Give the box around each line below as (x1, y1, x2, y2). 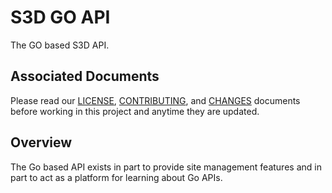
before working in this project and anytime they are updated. (10, 105, 260, 117)
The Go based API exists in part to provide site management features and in (10, 161, 322, 173)
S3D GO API (10, 6, 111, 29)
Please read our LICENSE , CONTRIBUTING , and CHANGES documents (10, 94, 301, 106)
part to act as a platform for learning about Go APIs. (10, 171, 223, 183)
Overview (10, 134, 73, 151)
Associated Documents (10, 68, 160, 85)
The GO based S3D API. (10, 39, 110, 51)
